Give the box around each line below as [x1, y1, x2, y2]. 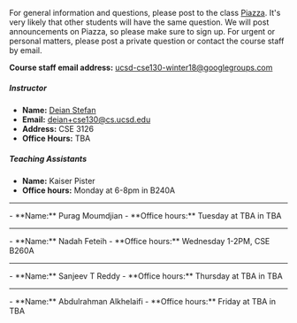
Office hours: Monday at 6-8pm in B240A [21, 185, 176, 196]
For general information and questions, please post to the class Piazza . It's [9, 8, 281, 18]
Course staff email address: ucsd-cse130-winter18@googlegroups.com [9, 62, 273, 73]
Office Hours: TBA [21, 133, 91, 143]
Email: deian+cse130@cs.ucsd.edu [21, 114, 151, 125]
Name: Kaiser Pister [21, 175, 95, 186]
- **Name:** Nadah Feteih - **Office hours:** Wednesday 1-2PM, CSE [9, 235, 270, 246]
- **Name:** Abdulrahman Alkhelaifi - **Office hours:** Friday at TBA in [9, 296, 277, 306]
